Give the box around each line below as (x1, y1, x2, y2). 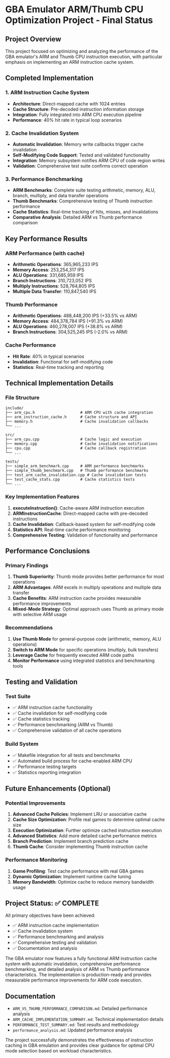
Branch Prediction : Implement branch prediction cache (12, 838, 128, 844)
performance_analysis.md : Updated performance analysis (12, 1027, 132, 1033)
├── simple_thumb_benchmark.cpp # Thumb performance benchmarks (5, 468, 149, 473)
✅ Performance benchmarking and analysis (12, 934, 104, 940)
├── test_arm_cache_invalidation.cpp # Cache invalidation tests (5, 472, 146, 478)
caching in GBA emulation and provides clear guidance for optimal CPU (5, 1042, 155, 1048)
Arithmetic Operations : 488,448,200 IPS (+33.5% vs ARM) (12, 312, 138, 319)
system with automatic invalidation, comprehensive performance (5, 961, 141, 967)
